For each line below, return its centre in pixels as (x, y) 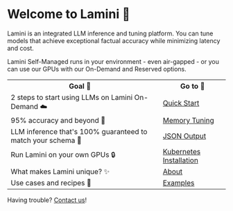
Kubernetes (182, 151)
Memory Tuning (189, 120)
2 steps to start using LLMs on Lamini (72, 97)
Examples (179, 183)
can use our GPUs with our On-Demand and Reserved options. (97, 69)
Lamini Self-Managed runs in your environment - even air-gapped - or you (113, 61)
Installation (181, 160)
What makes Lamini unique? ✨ (60, 171)
